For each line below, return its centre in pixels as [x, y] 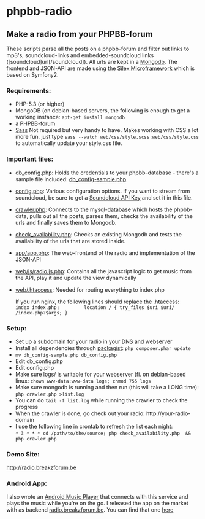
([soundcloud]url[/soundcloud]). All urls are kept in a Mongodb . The [92, 62]
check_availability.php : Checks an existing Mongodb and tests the [99, 234]
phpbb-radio [39, 11]
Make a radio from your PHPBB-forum [80, 34]
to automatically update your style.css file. [69, 143]
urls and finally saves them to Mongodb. [66, 222]
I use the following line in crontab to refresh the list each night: [94, 426]
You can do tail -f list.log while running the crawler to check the [101, 400]
